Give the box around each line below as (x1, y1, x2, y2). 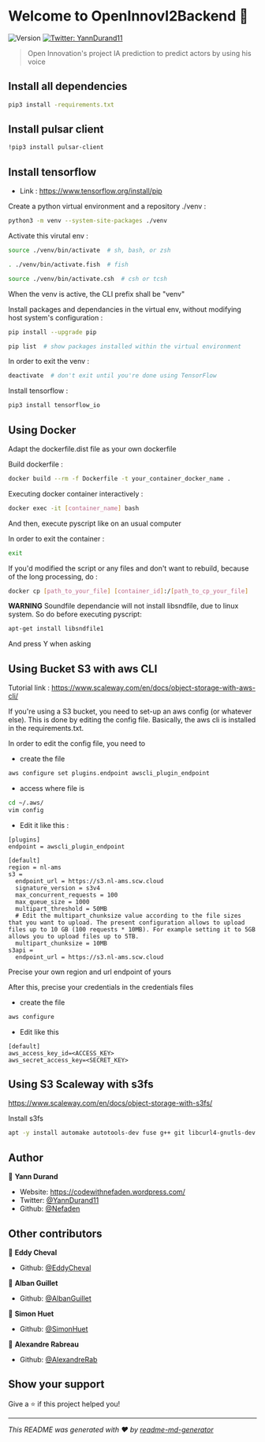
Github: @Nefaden (19, 1204, 80, 1214)
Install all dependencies (8, 80, 128, 93)
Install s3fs (8, 1114, 43, 1123)
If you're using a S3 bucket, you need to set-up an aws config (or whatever (8, 706, 252, 717)
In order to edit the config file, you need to (8, 739, 146, 748)
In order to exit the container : (8, 534, 105, 543)
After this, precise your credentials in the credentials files (8, 982, 194, 991)
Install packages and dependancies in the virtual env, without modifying (8, 304, 242, 314)
